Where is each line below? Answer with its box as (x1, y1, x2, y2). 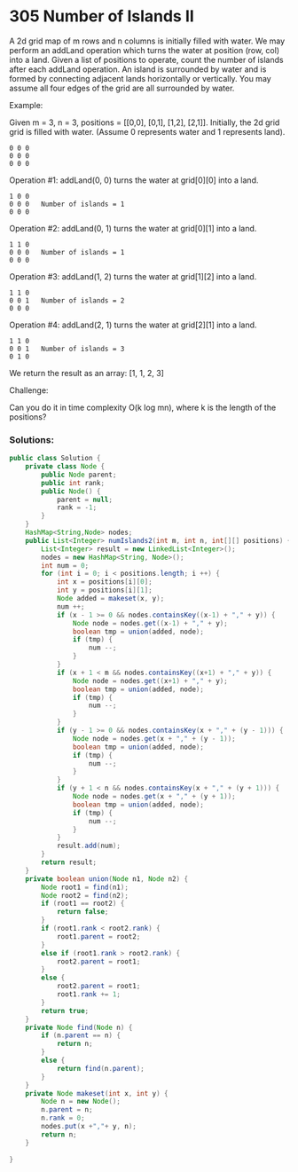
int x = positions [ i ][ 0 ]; (56, 578, 153, 586)
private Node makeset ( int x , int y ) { (25, 1089, 169, 1097)
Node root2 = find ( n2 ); (41, 891, 129, 900)
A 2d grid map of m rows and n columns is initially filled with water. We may (9, 35, 286, 46)
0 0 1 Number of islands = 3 (9, 344, 125, 353)
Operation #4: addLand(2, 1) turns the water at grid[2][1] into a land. (9, 319, 257, 330)
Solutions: (9, 433, 55, 445)
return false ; (56, 908, 109, 916)
